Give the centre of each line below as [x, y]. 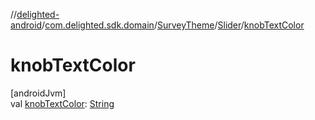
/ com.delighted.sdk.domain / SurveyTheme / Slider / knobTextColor [173, 25]
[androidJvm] [38, 93]
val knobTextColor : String [62, 103]
